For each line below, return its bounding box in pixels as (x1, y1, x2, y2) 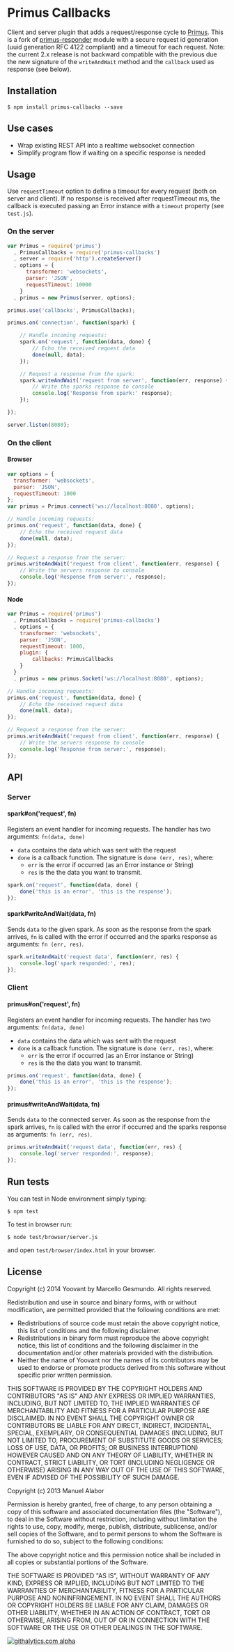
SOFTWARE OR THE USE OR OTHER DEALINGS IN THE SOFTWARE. (7, 1623, 203, 1631)
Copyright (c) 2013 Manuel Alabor (7, 1486, 104, 1495)
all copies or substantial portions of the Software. (7, 1558, 148, 1566)
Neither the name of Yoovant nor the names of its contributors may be (17, 1356, 219, 1364)
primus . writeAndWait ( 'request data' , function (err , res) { (7, 1144, 182, 1151)
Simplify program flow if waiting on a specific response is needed (17, 148, 206, 157)
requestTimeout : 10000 (25, 281, 92, 288)
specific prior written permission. (17, 1371, 113, 1379)
